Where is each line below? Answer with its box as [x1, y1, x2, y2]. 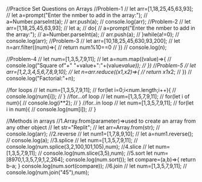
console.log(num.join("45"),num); [6, 169, 89, 176]
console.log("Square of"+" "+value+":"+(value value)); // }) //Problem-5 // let [6, 62, 196, 69]
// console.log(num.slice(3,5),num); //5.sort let [38, 149, 153, 157]
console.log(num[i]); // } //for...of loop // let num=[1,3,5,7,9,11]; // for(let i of [6, 93, 190, 100]
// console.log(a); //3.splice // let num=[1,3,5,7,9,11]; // [6, 137, 138, 144]
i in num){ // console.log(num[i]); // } [6, 106, 96, 112]
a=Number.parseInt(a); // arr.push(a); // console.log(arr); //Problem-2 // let [6, 18, 191, 25]
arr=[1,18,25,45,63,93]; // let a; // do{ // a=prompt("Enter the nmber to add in [6, 24, 195, 31]
